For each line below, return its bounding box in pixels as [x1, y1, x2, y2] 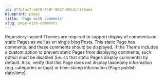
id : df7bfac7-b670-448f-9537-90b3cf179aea [5, 7, 92, 12]
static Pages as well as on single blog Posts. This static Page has [5, 39, 135, 45]
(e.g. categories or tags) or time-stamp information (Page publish [5, 65, 136, 71]
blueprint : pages [5, 12, 40, 16]
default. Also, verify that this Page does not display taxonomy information [5, 60, 152, 65]
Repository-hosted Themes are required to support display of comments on [5, 34, 157, 40]
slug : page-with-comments [5, 20, 57, 26]
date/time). [5, 70, 27, 76]
